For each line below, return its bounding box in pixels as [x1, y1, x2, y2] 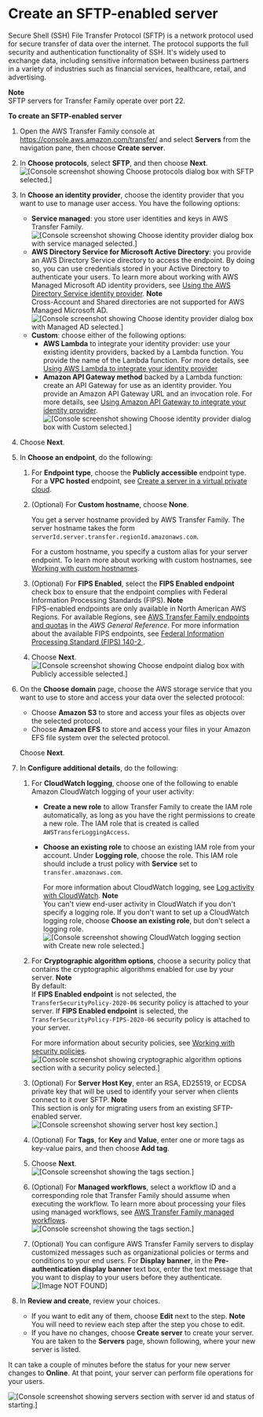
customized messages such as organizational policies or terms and [31, 1247, 249, 1257]
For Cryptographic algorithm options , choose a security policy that [31, 955, 251, 966]
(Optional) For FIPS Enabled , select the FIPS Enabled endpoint [31, 579, 235, 588]
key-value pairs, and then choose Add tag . [31, 1143, 170, 1152]
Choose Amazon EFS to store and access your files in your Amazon [31, 724, 251, 734]
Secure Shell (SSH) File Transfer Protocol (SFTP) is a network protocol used [8, 31, 254, 40]
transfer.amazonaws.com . [42, 867, 123, 876]
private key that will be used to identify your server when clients [31, 1086, 239, 1096]
